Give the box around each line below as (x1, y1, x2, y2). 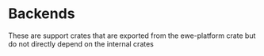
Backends (8, 5, 75, 23)
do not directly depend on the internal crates (8, 39, 155, 48)
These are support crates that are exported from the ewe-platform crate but (8, 31, 256, 40)
